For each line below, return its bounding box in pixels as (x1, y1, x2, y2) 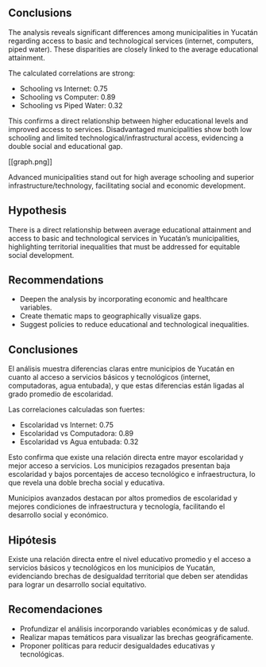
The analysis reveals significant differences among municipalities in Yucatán (8, 27, 258, 37)
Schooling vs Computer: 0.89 (19, 92, 116, 102)
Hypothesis (8, 204, 67, 217)
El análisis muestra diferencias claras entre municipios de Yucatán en (8, 364, 235, 373)
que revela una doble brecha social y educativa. (8, 478, 165, 488)
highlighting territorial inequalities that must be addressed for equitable (8, 242, 241, 252)
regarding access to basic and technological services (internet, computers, (8, 36, 254, 45)
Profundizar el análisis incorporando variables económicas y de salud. (19, 624, 250, 634)
